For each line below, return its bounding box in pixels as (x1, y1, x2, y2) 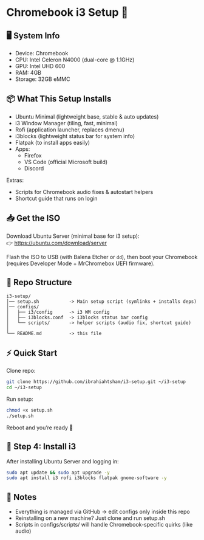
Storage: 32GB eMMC (15, 75, 70, 83)
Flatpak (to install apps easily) (15, 139, 90, 146)
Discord (24, 164, 44, 172)
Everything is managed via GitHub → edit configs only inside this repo (15, 508, 190, 516)
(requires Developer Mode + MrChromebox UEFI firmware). (6, 260, 155, 267)
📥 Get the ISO (6, 213, 61, 224)
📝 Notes (6, 492, 37, 502)
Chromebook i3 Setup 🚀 (6, 5, 129, 19)
